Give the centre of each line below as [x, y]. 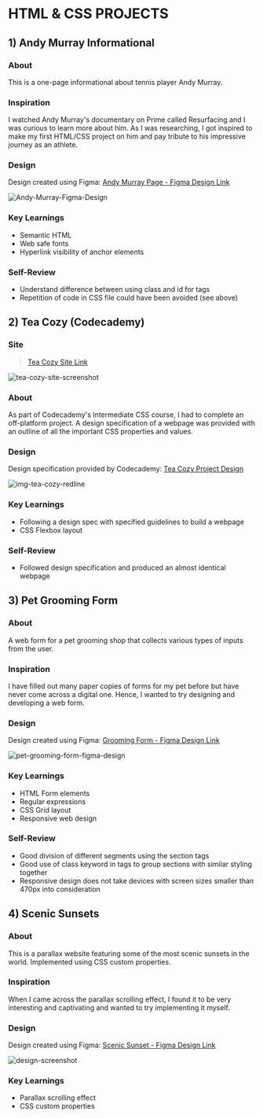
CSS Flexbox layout [51, 530]
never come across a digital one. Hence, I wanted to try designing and [122, 694]
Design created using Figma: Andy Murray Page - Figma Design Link [119, 183]
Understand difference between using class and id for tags [115, 290]
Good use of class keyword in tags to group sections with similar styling [136, 864]
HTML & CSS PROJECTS [88, 14]
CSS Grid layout [45, 810]
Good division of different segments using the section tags [114, 855]
